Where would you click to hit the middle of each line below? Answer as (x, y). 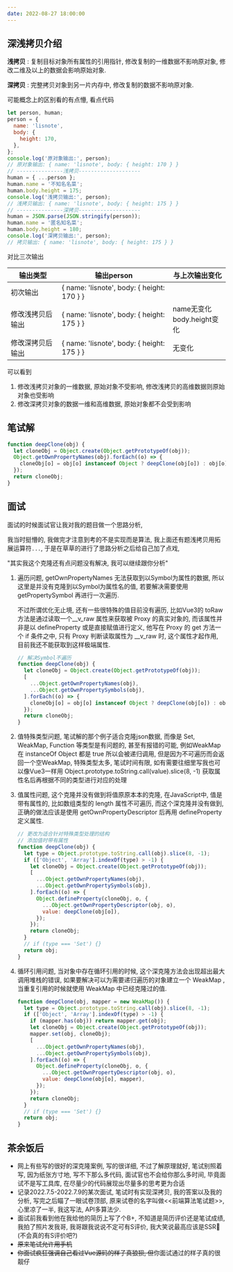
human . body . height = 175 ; (44, 191)
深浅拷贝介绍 (35, 43)
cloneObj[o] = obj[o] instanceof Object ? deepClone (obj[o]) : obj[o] (124, 464)
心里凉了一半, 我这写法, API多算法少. (69, 1209)
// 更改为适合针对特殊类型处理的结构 (63, 834)
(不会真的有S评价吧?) (48, 1235)
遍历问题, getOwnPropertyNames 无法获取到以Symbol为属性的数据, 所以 (121, 577)
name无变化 (192, 309)
